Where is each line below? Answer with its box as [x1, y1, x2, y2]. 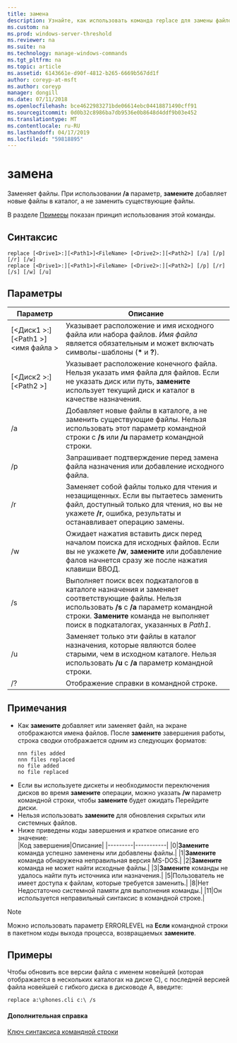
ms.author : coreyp [7, 83, 61, 90]
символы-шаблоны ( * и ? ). [66, 347, 159, 357]
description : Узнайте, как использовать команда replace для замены [7, 17, 213, 24]
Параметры [7, 287, 63, 300]
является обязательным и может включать [66, 338, 214, 348]
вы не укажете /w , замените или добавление [66, 546, 222, 556]
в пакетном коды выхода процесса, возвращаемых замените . [7, 928, 196, 937]
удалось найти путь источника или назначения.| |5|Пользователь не [17, 871, 224, 879]
